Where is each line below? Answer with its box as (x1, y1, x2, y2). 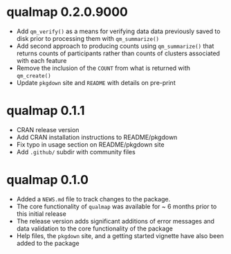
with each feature (16, 56, 67, 64)
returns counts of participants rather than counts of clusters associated (16, 49, 221, 57)
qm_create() (16, 72, 51, 80)
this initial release (16, 209, 66, 218)
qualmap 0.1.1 (6, 103, 85, 118)
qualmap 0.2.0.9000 (6, 4, 129, 20)
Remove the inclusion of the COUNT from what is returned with (16, 64, 191, 72)
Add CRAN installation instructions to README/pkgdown (16, 133, 178, 141)
